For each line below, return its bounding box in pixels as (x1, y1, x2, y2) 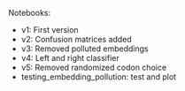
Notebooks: (8, 8, 51, 18)
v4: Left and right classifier (20, 53, 120, 63)
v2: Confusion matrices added (20, 34, 132, 44)
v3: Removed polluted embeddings (20, 43, 149, 54)
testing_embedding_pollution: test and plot (20, 72, 177, 82)
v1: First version (20, 25, 79, 34)
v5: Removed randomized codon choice (20, 62, 167, 72)
